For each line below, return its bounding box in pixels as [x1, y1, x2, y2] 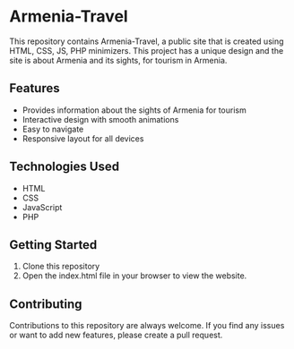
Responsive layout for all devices [22, 132, 144, 144]
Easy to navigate [22, 123, 84, 134]
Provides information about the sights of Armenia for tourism [22, 105, 246, 115]
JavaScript [22, 201, 63, 212]
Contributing [9, 296, 82, 311]
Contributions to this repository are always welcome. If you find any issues [9, 320, 285, 331]
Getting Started [9, 237, 98, 252]
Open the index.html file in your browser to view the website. [22, 270, 247, 281]
